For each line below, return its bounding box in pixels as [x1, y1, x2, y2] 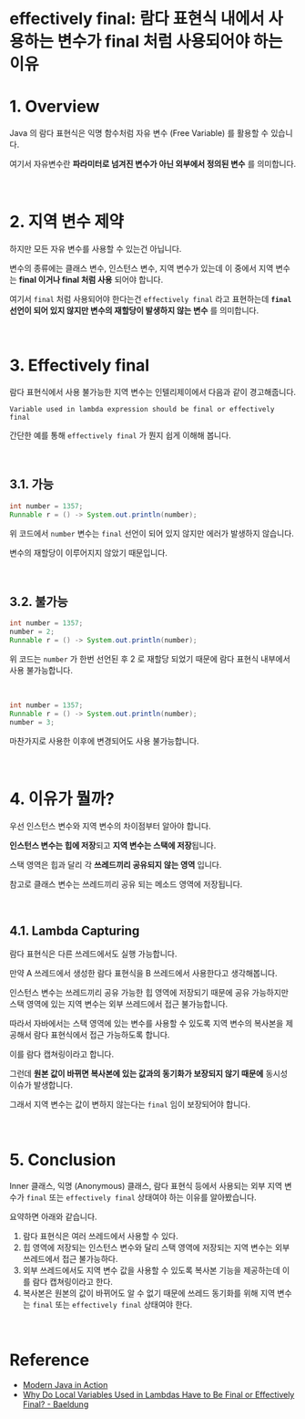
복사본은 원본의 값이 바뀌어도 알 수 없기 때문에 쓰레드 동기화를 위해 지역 [22, 1288, 276, 1299]
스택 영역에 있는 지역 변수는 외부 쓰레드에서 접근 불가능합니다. [9, 998, 229, 1009]
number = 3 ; [9, 717, 55, 726]
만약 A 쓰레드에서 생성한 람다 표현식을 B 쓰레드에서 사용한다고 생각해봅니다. [9, 968, 278, 979]
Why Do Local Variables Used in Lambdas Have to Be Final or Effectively [22, 1389, 295, 1401]
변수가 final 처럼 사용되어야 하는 [56, 31, 283, 52]
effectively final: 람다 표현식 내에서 [9, 8, 266, 29]
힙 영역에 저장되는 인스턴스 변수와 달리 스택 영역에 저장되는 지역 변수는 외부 [22, 1242, 290, 1253]
